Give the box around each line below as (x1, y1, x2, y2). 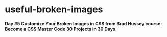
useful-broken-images (5, 4, 103, 15)
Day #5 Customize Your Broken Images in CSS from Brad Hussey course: (5, 20, 162, 26)
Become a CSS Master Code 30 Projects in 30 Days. (5, 26, 117, 32)
